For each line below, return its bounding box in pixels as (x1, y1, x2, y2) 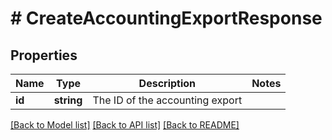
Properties (10, 47, 78, 64)
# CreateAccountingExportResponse (10, 7, 323, 30)
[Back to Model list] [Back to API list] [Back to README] (10, 119, 240, 131)
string (53, 93, 83, 107)
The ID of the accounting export (92, 93, 243, 107)
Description (138, 77, 197, 90)
